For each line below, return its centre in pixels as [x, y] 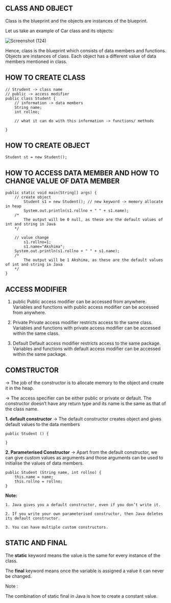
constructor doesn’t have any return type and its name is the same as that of [86, 403]
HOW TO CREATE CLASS [45, 78]
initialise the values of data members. [45, 463]
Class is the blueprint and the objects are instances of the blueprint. [77, 21]
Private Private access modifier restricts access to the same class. [82, 323]
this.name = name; [34, 477]
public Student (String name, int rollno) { [53, 472]
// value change [32, 238]
